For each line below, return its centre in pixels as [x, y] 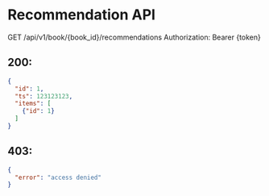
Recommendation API [82, 15]
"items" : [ [33, 104]
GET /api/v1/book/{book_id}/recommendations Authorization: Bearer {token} [134, 37]
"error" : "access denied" [58, 177]
